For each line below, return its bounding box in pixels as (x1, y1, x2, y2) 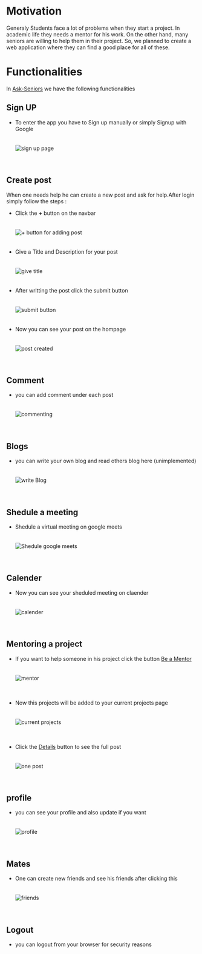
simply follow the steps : (6, 197, 67, 205)
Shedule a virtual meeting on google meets (15, 523, 122, 530)
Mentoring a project (6, 639, 83, 649)
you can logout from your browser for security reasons (15, 941, 152, 948)
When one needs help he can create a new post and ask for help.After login (6, 191, 195, 198)
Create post (6, 175, 52, 186)
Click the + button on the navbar (15, 209, 96, 217)
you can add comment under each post (15, 391, 114, 399)
